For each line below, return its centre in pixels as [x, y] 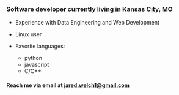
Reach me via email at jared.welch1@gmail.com [68, 85]
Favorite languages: [40, 46]
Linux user [28, 34]
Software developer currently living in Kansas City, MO [89, 9]
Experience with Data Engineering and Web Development [87, 23]
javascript [37, 65]
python [33, 58]
